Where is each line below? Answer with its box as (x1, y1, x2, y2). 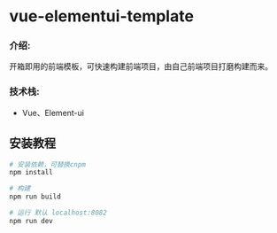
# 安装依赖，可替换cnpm (9, 159, 87, 169)
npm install (9, 168, 53, 177)
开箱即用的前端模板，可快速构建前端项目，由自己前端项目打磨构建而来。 (9, 61, 273, 72)
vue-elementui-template (9, 6, 195, 27)
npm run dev (9, 216, 53, 225)
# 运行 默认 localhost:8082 (9, 208, 108, 218)
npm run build (9, 192, 62, 201)
